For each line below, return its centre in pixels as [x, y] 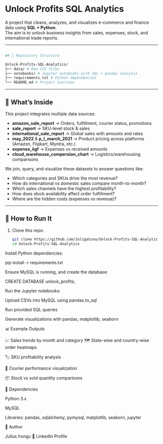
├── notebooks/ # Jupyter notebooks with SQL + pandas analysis [71, 73]
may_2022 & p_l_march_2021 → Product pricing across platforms [78, 139]
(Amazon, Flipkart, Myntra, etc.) [44, 144]
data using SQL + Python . [31, 27]
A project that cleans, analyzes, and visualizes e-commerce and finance [77, 22]
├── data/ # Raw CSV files [32, 69]
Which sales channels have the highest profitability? [64, 188]
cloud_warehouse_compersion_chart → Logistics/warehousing [76, 154]
